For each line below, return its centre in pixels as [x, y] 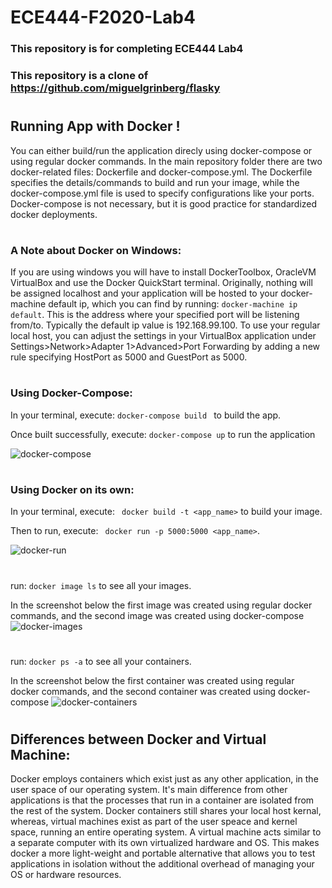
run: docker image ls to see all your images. [101, 585]
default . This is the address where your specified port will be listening [155, 315]
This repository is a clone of [79, 76]
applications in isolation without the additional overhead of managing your [162, 864]
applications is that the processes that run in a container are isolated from [162, 800]
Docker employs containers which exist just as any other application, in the [164, 779]
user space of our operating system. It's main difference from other [149, 790]
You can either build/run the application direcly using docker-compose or [161, 150]
